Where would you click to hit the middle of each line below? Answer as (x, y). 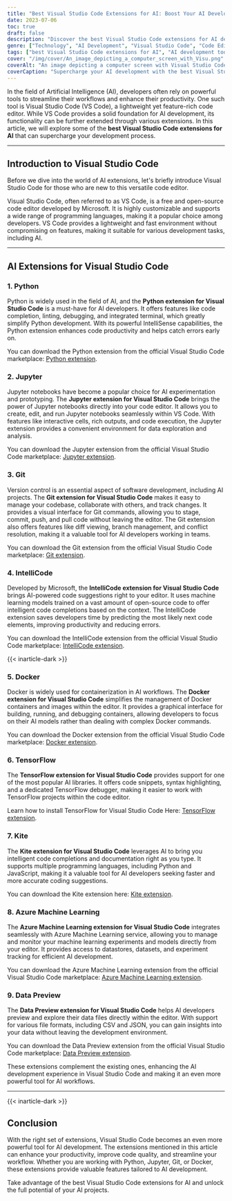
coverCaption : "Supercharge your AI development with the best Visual (111, 71)
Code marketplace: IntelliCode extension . (66, 645)
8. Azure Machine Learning (54, 912)
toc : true (21, 26)
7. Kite (18, 836)
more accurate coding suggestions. (58, 880)
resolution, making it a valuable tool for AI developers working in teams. (109, 534)
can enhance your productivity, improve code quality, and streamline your (112, 1155)
